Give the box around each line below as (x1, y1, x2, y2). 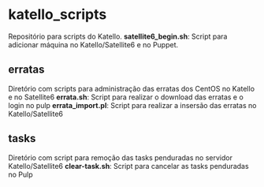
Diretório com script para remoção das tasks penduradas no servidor (8, 152, 232, 163)
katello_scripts (8, 6, 107, 24)
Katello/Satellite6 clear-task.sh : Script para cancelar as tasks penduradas (8, 161, 250, 170)
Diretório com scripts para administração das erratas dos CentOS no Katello (8, 84, 255, 93)
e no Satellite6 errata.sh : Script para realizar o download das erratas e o (8, 92, 244, 102)
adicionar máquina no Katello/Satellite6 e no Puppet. (8, 39, 179, 49)
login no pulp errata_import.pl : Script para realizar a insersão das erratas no (8, 100, 257, 110)
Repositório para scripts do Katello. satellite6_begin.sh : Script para (8, 32, 228, 41)
